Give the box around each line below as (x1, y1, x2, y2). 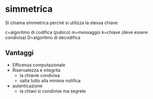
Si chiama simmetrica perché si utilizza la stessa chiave (5, 20, 118, 26)
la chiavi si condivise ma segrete (19, 88, 86, 94)
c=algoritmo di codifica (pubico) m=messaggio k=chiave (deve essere (5, 29, 148, 35)
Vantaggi (5, 49, 34, 57)
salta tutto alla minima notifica (19, 77, 81, 83)
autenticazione (12, 83, 43, 89)
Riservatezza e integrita (12, 67, 61, 73)
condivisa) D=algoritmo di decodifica (5, 34, 80, 40)
